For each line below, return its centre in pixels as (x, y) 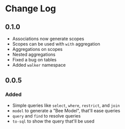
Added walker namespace (39, 65)
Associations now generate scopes (48, 39)
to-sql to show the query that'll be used (53, 121)
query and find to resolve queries (46, 116)
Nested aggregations (34, 54)
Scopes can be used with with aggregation (56, 44)
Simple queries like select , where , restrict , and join (66, 105)
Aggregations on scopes (37, 49)
